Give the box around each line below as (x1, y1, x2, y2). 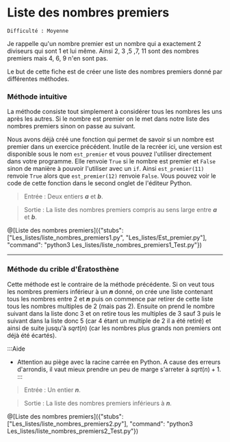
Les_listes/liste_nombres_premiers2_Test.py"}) (7, 427, 139, 435)
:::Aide (7, 345, 25, 353)
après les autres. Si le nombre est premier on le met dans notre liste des (7, 115, 210, 123)
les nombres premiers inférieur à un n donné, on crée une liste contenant (7, 287, 214, 296)
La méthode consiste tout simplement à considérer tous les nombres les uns (7, 108, 222, 116)
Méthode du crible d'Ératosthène (7, 264, 120, 274)
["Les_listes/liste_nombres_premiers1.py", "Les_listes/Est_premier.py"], (7, 233, 207, 242)
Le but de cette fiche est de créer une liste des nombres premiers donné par (7, 67, 222, 75)
